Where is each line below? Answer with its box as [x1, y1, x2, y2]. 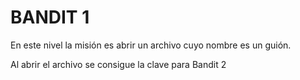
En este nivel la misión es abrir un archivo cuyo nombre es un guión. [10, 39, 292, 51]
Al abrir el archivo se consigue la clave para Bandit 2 [10, 58, 227, 70]
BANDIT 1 [10, 6, 90, 29]
